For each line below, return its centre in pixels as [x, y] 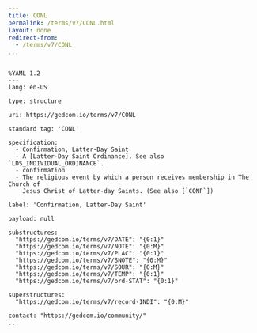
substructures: [33, 233]
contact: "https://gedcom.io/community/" [77, 316]
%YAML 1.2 [25, 74]
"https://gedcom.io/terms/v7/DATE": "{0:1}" [90, 240]
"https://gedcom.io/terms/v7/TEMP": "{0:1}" [90, 274]
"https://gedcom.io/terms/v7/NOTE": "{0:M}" [90, 247]
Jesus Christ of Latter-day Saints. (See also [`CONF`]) [118, 191]
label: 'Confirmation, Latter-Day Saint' [77, 205]
